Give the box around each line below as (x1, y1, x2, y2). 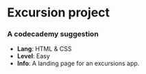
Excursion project (7, 5, 110, 21)
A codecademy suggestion (7, 29, 99, 39)
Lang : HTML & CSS (16, 45, 72, 53)
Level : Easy (16, 52, 50, 60)
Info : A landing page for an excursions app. (16, 60, 140, 68)
